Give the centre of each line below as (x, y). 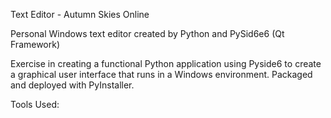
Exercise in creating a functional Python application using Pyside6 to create (166, 63)
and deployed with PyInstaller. (72, 85)
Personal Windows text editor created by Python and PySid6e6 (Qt (147, 33)
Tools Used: (35, 104)
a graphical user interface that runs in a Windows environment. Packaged (161, 74)
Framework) (35, 44)
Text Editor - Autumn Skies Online (80, 14)
